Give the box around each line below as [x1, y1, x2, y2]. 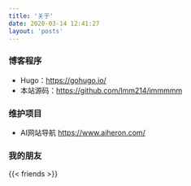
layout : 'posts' [8, 27, 63, 35]
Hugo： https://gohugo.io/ [20, 75, 107, 85]
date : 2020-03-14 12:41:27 [8, 19, 100, 28]
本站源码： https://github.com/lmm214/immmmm [20, 85, 183, 95]
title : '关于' [8, 11, 54, 20]
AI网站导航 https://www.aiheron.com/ [20, 128, 146, 137]
